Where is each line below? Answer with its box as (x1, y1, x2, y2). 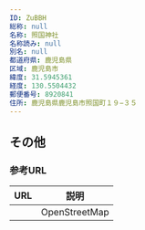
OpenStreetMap (40, 206, 109, 219)
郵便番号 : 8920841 (9, 89, 75, 99)
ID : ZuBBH (9, 13, 47, 23)
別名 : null (9, 47, 48, 57)
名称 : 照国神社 (9, 30, 59, 39)
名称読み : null (9, 38, 62, 48)
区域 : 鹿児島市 (9, 65, 59, 74)
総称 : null (9, 22, 48, 31)
